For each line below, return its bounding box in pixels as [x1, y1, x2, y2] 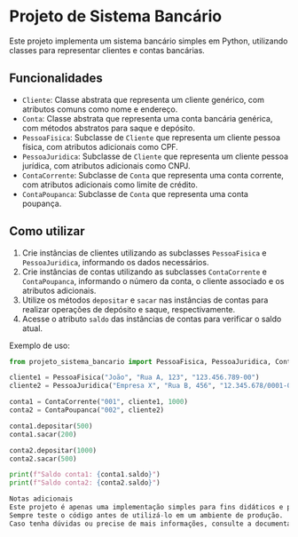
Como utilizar [9, 224, 86, 239]
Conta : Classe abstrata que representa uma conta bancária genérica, [21, 113, 273, 123]
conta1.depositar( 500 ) [9, 422, 93, 430]
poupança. [21, 198, 62, 209]
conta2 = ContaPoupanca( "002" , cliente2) [9, 406, 165, 415]
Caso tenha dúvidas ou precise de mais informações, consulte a [9, 519, 252, 528]
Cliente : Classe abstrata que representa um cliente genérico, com [21, 94, 264, 105]
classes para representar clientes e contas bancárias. [9, 44, 206, 55]
